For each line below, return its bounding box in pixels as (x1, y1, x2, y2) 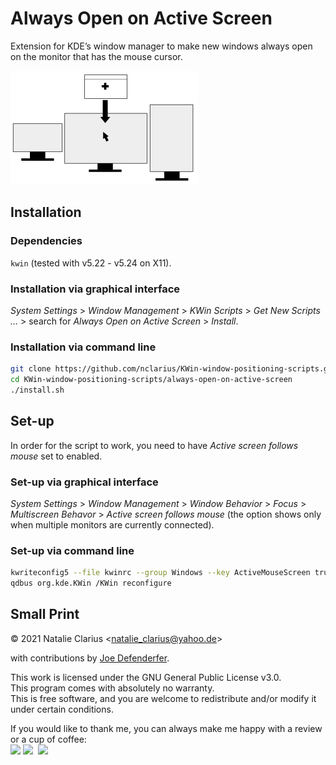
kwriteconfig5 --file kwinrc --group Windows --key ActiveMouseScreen (10, 568, 311, 578)
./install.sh (10, 385, 65, 395)
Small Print (10, 606, 80, 623)
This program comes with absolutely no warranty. (10, 682, 215, 694)
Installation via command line (10, 340, 157, 354)
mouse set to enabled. (10, 450, 103, 462)
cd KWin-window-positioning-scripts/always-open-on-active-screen (10, 375, 293, 385)
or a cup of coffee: (10, 733, 87, 745)
